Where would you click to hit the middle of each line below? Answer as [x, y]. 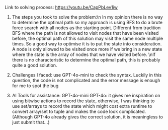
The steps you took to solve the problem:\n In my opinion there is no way [87, 17]
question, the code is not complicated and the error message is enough [86, 80]
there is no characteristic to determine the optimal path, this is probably [86, 60]
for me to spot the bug [35, 86]
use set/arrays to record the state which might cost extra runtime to [82, 106]
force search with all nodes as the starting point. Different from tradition [86, 28]
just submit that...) [31, 122]
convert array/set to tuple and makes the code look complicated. [79, 111]
